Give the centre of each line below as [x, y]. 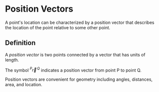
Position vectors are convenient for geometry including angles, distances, [79, 79]
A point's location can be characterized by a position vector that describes [80, 22]
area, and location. [24, 85]
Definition [20, 43]
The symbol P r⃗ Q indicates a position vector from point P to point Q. [73, 70]
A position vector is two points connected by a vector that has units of [75, 55]
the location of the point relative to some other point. [58, 27]
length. [12, 60]
